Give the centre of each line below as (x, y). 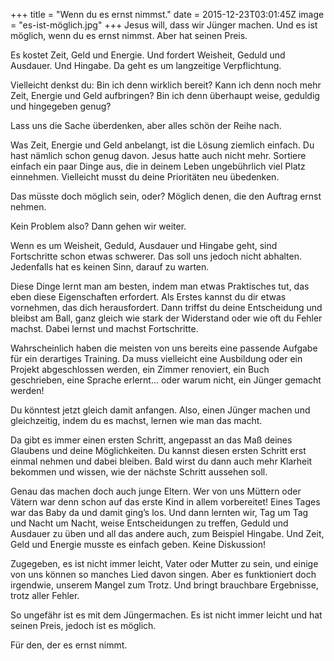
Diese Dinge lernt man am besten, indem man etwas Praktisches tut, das (160, 286)
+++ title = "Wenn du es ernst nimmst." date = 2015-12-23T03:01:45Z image (167, 14)
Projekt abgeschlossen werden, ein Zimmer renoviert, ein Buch (140, 369)
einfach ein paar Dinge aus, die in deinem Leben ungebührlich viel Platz (158, 166)
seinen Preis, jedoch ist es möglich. (83, 625)
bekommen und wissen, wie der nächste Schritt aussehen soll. (139, 472)
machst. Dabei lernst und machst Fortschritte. (104, 328)
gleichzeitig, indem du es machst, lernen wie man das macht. (136, 420)
